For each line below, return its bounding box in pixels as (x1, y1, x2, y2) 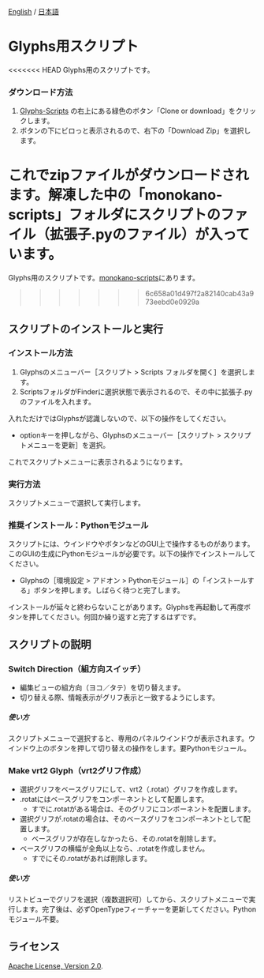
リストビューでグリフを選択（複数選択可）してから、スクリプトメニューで (8, 895, 249, 905)
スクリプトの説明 (8, 638, 91, 651)
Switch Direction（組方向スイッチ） (8, 663, 146, 674)
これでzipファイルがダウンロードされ (8, 167, 250, 184)
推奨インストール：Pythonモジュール (8, 520, 149, 531)
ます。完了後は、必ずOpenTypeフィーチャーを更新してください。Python (21, 905, 257, 914)
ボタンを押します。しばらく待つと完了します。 (33, 585, 184, 595)
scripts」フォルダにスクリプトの (8, 206, 221, 224)
